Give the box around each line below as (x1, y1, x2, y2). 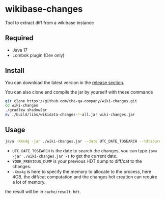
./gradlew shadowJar (5, 108, 48, 113)
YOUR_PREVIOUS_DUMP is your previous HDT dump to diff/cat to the (12, 158, 142, 164)
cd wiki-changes (5, 103, 38, 108)
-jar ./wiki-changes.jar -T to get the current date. (12, 153, 118, 159)
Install (5, 66, 25, 75)
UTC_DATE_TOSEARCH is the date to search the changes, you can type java (12, 147, 158, 153)
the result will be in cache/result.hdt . (5, 188, 81, 195)
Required (5, 34, 33, 42)
